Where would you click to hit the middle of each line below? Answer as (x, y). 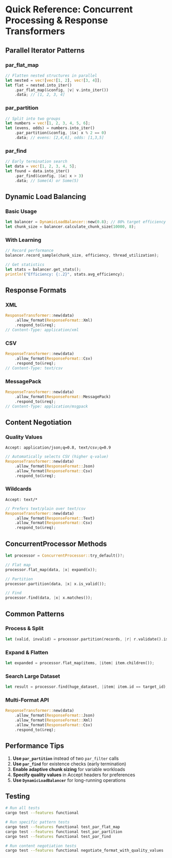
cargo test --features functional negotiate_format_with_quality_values (84, 851)
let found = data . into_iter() (38, 171)
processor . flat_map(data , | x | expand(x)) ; (51, 569)
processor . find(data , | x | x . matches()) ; (49, 598)
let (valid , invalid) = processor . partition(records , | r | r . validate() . (84, 639)
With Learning (24, 240)
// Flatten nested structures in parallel (51, 76)
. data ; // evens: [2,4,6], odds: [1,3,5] (59, 138)
